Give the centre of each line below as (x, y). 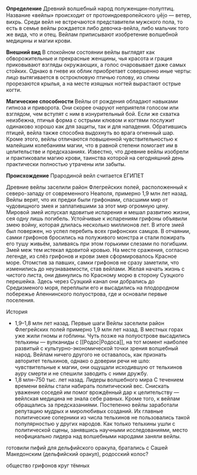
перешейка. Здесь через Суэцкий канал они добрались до (81, 281)
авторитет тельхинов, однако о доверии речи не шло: (82, 361)
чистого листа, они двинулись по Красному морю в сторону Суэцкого (95, 275)
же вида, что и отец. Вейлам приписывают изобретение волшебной (92, 34)
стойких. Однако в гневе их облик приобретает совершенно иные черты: (99, 71)
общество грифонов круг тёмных (48, 466)
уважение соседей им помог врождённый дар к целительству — (97, 392)
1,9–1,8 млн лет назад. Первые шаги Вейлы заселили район (89, 323)
